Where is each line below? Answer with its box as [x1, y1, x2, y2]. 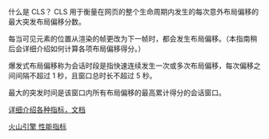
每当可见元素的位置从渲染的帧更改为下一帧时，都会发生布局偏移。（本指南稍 [8, 34, 258, 43]
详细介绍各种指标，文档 [8, 105, 86, 114]
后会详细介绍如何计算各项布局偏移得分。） [8, 44, 146, 54]
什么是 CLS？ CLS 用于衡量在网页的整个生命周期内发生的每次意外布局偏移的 [8, 7, 259, 16]
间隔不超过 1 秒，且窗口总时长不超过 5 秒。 [14, 71, 157, 80]
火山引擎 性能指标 [8, 122, 66, 131]
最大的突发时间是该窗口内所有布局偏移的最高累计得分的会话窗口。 [8, 88, 226, 97]
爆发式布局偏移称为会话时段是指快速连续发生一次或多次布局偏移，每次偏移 [8, 61, 254, 70]
